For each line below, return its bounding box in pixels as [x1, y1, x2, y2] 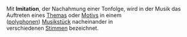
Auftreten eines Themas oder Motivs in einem [6, 12, 121, 19]
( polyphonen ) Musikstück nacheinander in [6, 18, 113, 25]
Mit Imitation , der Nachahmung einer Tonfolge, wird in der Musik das [6, 5, 181, 12]
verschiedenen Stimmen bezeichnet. [6, 24, 99, 32]
